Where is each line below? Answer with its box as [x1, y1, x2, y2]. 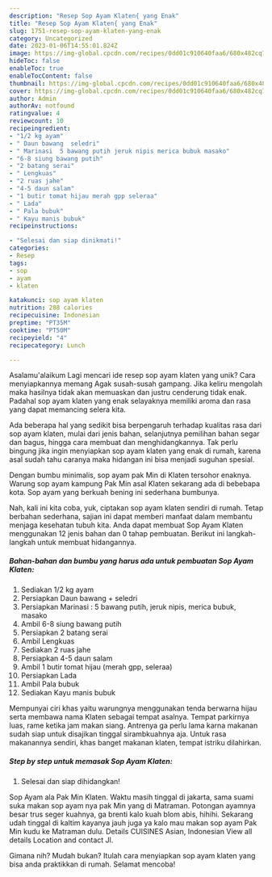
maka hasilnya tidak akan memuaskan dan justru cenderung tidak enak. [9, 388, 247, 397]
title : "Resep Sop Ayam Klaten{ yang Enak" [9, 19, 158, 27]
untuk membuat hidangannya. [36, 538, 136, 548]
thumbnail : [9, 79, 46, 87]
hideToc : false [9, 57, 61, 65]
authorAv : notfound [9, 102, 75, 110]
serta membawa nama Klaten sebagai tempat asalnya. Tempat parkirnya [9, 712, 249, 722]
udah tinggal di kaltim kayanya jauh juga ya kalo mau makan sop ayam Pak [9, 818, 257, 828]
